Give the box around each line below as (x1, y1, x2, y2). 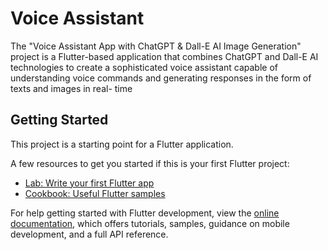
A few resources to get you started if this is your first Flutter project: (10, 157, 290, 169)
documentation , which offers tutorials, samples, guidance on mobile (10, 217, 290, 229)
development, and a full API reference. (10, 228, 169, 240)
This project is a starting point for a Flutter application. (10, 138, 234, 150)
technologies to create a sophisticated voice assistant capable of (10, 61, 279, 73)
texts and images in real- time (10, 82, 133, 94)
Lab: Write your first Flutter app (24, 177, 155, 189)
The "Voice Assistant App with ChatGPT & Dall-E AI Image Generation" (10, 40, 302, 52)
